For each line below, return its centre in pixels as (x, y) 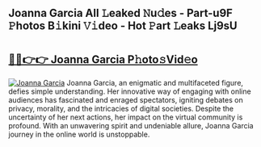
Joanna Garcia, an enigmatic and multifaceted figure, (155, 83)
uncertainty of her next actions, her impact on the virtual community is (126, 117)
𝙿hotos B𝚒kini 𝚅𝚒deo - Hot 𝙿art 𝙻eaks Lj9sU (123, 26)
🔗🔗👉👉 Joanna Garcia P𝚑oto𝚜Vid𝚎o (103, 59)
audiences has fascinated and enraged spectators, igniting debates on (126, 100)
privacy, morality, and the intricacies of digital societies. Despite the (121, 109)
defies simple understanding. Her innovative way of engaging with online (130, 91)
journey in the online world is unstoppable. (79, 134)
